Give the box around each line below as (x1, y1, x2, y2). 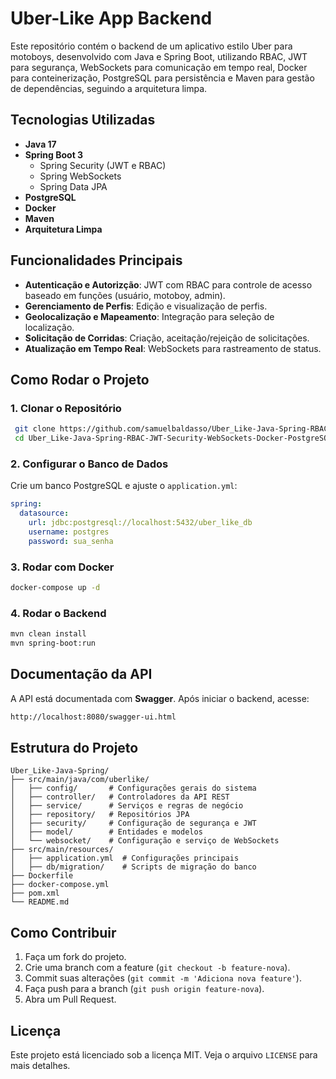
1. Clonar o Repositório (10, 401, 122, 415)
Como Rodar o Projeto (10, 371, 150, 388)
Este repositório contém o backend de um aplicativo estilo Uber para (10, 40, 293, 52)
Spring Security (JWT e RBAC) (39, 159, 167, 171)
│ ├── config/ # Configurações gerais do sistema (10, 783, 257, 794)
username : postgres (28, 527, 110, 537)
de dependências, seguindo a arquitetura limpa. (10, 82, 208, 94)
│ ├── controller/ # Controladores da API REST (10, 792, 230, 802)
